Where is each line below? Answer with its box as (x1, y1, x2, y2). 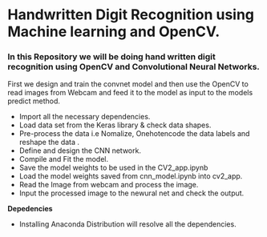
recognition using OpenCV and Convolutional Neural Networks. (7, 62, 260, 73)
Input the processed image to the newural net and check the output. (18, 188, 245, 198)
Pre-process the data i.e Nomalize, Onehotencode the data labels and (18, 129, 250, 139)
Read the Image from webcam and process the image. (18, 180, 199, 190)
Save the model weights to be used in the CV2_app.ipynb (18, 163, 208, 173)
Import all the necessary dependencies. (18, 112, 151, 122)
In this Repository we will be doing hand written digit (7, 51, 216, 62)
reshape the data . (18, 138, 80, 147)
